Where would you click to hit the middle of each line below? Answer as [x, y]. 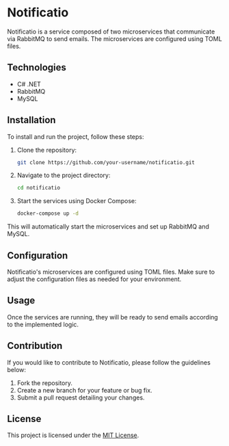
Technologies [37, 67]
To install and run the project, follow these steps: [76, 136]
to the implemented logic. [43, 324]
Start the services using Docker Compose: [77, 201]
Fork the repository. [45, 383]
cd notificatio [39, 188]
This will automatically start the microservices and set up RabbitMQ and [108, 226]
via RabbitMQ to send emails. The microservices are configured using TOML [114, 38]
